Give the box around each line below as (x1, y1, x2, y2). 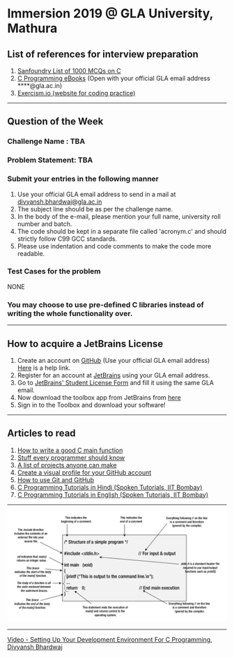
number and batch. (17, 219, 72, 228)
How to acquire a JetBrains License (7, 338, 164, 350)
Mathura (7, 20, 58, 36)
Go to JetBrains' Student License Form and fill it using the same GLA (17, 378, 214, 387)
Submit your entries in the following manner (7, 174, 159, 184)
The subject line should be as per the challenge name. (17, 204, 173, 213)
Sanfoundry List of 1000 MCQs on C (17, 67, 122, 75)
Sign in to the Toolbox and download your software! (17, 401, 166, 409)
